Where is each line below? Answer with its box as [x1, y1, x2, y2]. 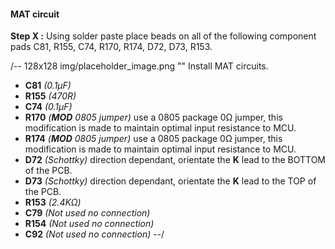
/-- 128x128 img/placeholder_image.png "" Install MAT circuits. [10, 60, 269, 72]
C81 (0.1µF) [24, 80, 72, 92]
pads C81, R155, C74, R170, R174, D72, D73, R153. [10, 41, 213, 53]
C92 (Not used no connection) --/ [24, 228, 165, 240]
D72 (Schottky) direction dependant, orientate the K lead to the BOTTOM [24, 154, 327, 166]
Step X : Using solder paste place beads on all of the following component [10, 30, 317, 42]
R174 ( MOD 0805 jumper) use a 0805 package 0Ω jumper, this [24, 133, 283, 145]
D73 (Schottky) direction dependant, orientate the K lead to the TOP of [24, 175, 317, 187]
